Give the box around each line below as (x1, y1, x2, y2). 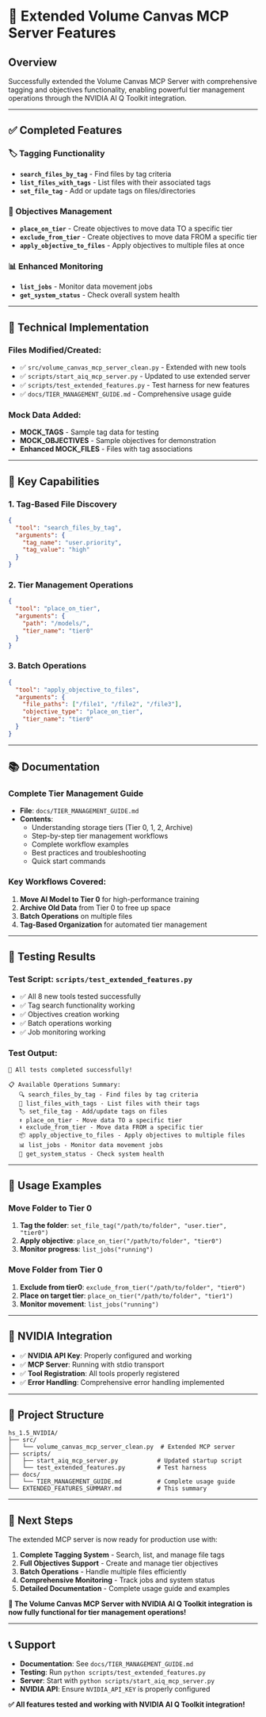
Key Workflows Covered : (8, 876, 107, 887)
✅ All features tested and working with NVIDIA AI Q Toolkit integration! (8, 1700, 245, 1709)
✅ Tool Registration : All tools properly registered (19, 1368, 180, 1378)
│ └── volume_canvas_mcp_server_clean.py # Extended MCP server (8, 1443, 236, 1451)
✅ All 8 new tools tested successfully (19, 992, 141, 1001)
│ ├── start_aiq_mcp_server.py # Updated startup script (8, 1457, 243, 1465)
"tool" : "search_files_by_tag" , (15, 523, 123, 532)
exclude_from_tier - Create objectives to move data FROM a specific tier (19, 231, 257, 241)
